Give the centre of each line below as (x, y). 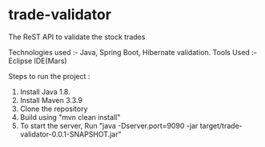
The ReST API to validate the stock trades (77, 37)
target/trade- (221, 125)
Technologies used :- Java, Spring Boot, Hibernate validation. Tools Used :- (133, 52)
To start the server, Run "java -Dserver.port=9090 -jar (109, 125)
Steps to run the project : (49, 76)
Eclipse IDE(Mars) (38, 61)
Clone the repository (54, 109)
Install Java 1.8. (45, 91)
